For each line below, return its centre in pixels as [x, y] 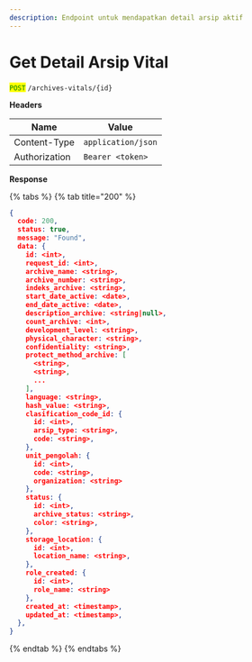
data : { [32, 247]
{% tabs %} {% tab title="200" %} [73, 196]
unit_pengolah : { [58, 456]
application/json [120, 142]
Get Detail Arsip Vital [89, 62]
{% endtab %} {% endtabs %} [65, 648]
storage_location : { [64, 540]
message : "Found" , [52, 238]
